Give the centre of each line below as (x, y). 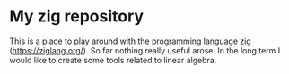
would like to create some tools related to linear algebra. (113, 60)
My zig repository (77, 16)
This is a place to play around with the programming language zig (130, 41)
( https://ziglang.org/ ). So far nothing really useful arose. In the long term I (145, 50)
